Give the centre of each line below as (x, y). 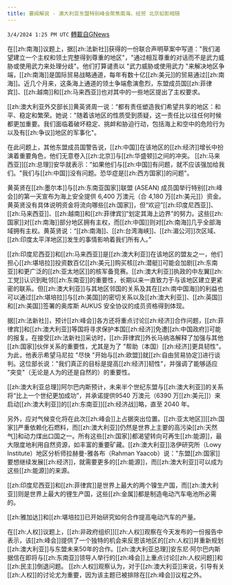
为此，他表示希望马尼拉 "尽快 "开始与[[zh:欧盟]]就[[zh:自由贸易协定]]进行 (111, 355)
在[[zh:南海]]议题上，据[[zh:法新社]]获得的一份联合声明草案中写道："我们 (111, 48)
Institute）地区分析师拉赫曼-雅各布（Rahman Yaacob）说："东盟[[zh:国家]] (114, 453)
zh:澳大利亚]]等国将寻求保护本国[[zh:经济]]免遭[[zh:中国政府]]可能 (128, 329)
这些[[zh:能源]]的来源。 (40, 470)
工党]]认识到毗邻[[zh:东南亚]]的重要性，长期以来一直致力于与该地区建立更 (112, 279)
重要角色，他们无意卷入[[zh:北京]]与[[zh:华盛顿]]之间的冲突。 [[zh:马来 (120, 155)
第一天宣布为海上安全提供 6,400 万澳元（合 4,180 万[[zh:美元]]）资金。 (124, 196)
